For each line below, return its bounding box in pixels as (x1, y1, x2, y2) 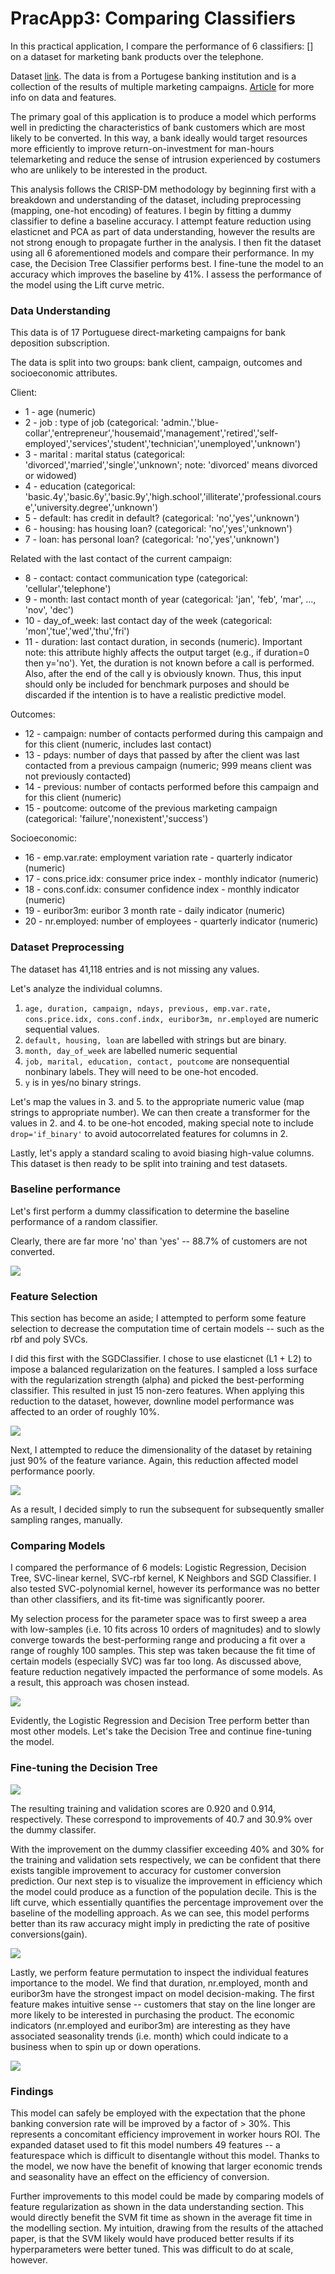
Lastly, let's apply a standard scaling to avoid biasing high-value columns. (10, 1147, 315, 1159)
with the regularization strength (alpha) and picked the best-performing (10, 1374, 305, 1386)
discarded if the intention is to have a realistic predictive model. (24, 689, 287, 701)
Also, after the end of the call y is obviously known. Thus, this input (24, 668, 302, 680)
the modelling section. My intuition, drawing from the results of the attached (10, 2222, 324, 2234)
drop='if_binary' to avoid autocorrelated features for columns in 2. (10, 1127, 289, 1139)
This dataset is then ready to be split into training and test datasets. (10, 1157, 288, 1169)
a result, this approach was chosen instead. (10, 1677, 190, 1689)
